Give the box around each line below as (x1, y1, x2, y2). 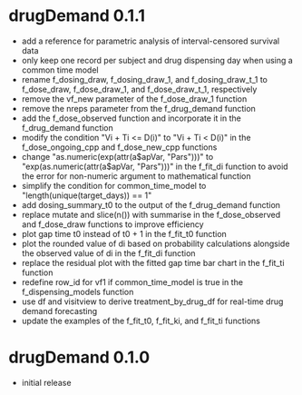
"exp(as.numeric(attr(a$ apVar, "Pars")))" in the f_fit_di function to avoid (21, 161, 288, 172)
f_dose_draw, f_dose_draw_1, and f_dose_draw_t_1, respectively (21, 84, 258, 94)
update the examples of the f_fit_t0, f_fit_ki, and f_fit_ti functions (21, 315, 260, 326)
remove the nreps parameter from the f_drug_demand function (21, 103, 256, 114)
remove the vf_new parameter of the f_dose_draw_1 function (21, 93, 248, 104)
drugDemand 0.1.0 (8, 347, 151, 368)
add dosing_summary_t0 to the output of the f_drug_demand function (21, 199, 281, 210)
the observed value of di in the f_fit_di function (21, 247, 196, 259)
